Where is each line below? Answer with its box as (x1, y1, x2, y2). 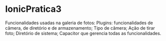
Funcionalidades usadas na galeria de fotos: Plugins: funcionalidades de (5, 20, 153, 26)
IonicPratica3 (5, 3, 62, 15)
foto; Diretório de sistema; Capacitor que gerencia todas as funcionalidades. (5, 30, 162, 36)
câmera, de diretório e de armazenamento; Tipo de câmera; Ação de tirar (5, 25, 155, 31)
